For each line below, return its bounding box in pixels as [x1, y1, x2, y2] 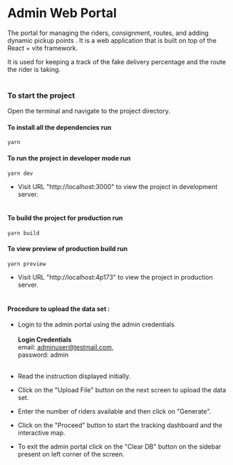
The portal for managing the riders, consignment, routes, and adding [7, 29, 209, 37]
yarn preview [7, 260, 46, 268]
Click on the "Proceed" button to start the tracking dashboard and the [17, 421, 223, 429]
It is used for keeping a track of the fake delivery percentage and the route [7, 57, 227, 66]
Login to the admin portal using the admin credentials [17, 320, 175, 329]
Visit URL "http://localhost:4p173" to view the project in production [17, 273, 214, 282]
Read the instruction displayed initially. [17, 372, 131, 381]
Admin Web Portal [7, 5, 117, 21]
